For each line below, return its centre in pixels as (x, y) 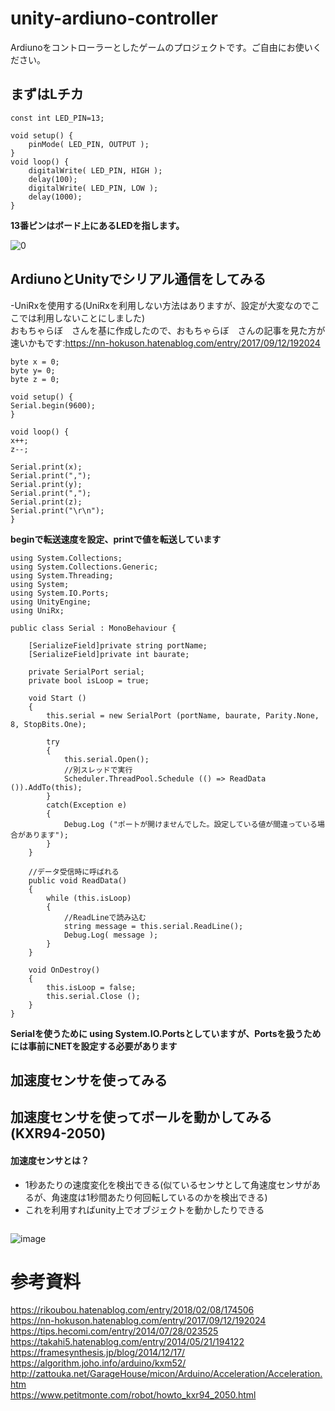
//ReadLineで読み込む (105, 917)
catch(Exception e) (87, 805)
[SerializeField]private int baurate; (109, 654)
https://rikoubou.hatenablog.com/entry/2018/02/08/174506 (132, 1310)
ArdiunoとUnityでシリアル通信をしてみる (138, 279)
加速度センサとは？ (50, 1160)
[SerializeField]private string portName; (118, 645)
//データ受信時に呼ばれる (74, 872)
